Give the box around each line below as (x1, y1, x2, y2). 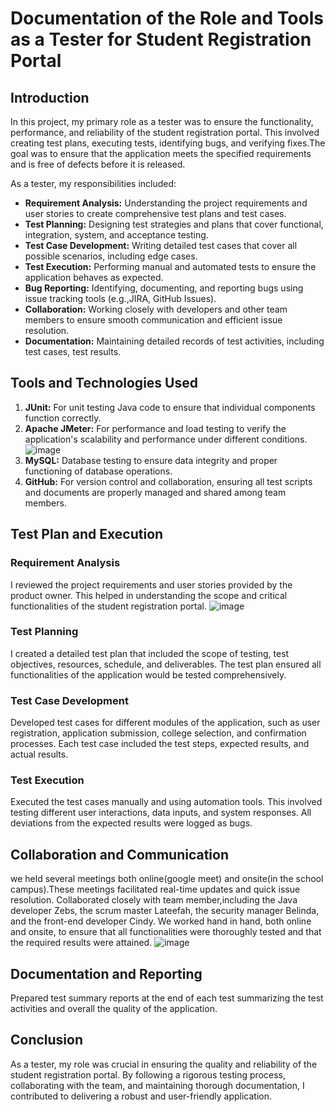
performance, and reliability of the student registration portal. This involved (10, 127, 320, 138)
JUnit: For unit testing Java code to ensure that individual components (24, 401, 316, 413)
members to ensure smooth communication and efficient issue (24, 314, 283, 326)
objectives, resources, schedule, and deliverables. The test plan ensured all (10, 658, 322, 670)
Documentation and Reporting (10, 965, 203, 982)
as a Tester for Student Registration (10, 28, 312, 51)
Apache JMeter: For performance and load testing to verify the (24, 422, 287, 434)
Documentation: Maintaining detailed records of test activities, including (24, 335, 325, 347)
